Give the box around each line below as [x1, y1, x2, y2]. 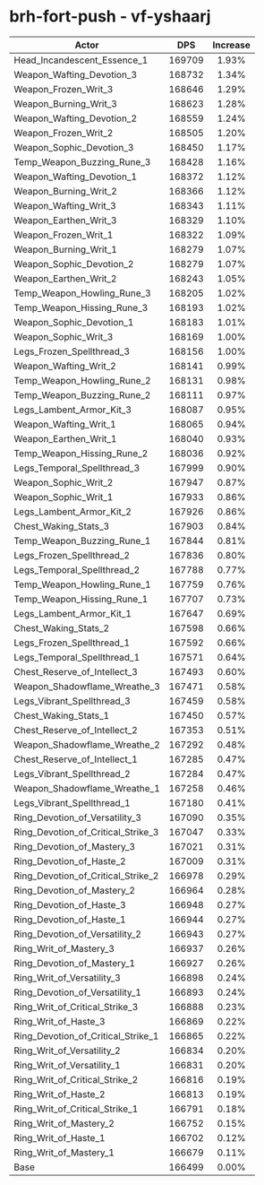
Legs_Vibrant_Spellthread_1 [13, 796, 132, 809]
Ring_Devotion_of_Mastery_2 [13, 884, 136, 896]
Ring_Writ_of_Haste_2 [13, 1087, 106, 1100]
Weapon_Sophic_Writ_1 [13, 490, 114, 503]
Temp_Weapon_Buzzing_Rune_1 [13, 534, 151, 547]
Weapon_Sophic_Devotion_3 [13, 141, 134, 153]
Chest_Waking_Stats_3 [13, 520, 110, 532]
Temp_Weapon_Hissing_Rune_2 [13, 446, 149, 459]
